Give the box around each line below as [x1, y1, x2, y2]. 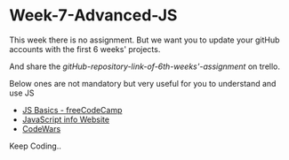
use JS [9, 88, 35, 98]
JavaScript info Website [21, 114, 109, 125]
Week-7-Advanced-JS [9, 5, 178, 26]
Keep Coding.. [9, 141, 62, 151]
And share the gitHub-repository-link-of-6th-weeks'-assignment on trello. [9, 61, 280, 72]
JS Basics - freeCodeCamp [21, 104, 123, 115]
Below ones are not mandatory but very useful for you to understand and [9, 78, 277, 88]
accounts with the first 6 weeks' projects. [9, 43, 161, 54]
